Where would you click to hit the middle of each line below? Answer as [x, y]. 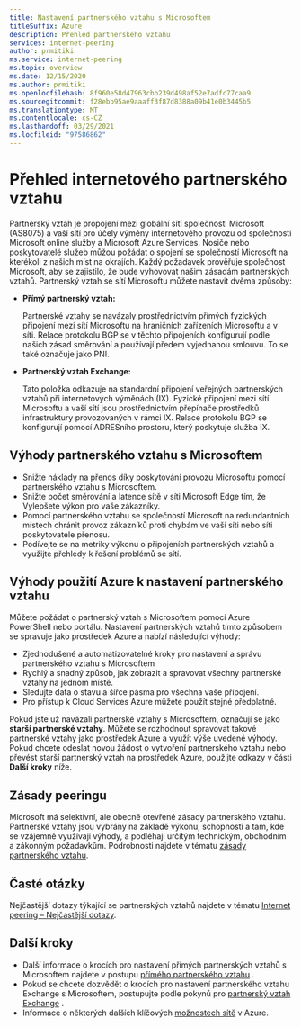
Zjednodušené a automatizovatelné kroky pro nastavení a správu [142, 654]
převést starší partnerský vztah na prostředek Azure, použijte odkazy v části [150, 758]
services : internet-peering [62, 43]
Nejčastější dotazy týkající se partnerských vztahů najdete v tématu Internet [150, 905]
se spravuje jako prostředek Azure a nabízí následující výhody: [125, 636]
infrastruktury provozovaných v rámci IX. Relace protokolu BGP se [145, 417]
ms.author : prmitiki [48, 85]
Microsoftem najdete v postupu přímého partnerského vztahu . [138, 974]
